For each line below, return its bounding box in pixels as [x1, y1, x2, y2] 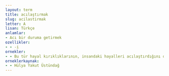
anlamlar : [5, 30, 26, 35]
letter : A [5, 21, 26, 26]
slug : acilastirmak [5, 16, 46, 21]
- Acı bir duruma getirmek [5, 35, 62, 40]
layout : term [5, 7, 33, 12]
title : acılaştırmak [5, 12, 49, 17]
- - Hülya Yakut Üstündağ [5, 63, 59, 68]
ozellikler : [5, 40, 30, 45]
